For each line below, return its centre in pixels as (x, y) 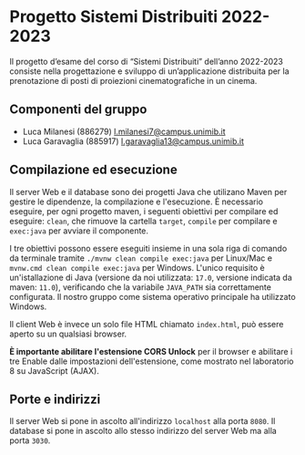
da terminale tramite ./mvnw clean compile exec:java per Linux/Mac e (141, 258)
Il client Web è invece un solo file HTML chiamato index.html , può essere (147, 324)
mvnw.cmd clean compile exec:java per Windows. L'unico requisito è (137, 267)
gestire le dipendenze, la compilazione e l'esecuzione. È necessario (137, 202)
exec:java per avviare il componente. (79, 231)
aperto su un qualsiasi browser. (68, 334)
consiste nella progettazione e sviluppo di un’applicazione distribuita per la (149, 71)
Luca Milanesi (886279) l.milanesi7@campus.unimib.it (124, 131)
